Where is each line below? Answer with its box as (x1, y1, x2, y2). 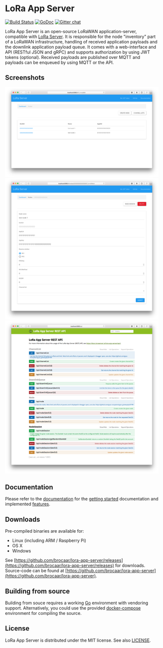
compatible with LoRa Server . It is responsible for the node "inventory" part (5, 34, 156, 39)
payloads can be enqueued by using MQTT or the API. (5, 59, 114, 65)
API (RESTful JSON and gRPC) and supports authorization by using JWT (5, 49, 150, 55)
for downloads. (115, 563, 145, 569)
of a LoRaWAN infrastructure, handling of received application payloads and (5, 38, 158, 44)
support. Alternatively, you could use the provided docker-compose (5, 605, 141, 611)
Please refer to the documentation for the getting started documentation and (5, 496, 159, 502)
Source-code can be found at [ (5, 568, 67, 574)
